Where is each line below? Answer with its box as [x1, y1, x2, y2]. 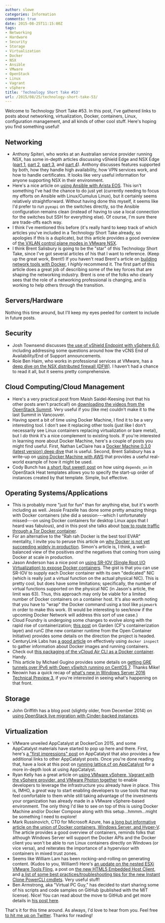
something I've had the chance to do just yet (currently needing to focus [12, 188, 159, 194]
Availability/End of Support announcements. [12, 352, 102, 358]
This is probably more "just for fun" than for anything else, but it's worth [12, 502, 159, 508]
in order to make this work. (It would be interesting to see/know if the [12, 607, 153, 613]
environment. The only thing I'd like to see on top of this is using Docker [12, 803, 159, 809]
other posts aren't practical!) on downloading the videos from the [12, 401, 145, 407]
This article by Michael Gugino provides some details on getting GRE [12, 659, 152, 665]
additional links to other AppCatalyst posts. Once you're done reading [12, 756, 154, 762]
